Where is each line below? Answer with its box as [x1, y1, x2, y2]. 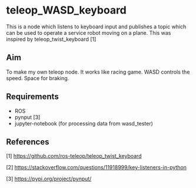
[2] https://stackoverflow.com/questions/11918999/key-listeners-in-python [6, 164, 187, 171]
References [6, 137, 49, 147]
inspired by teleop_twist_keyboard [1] [6, 35, 97, 42]
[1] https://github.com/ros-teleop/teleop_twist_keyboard [6, 153, 142, 160]
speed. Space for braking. [6, 74, 69, 81]
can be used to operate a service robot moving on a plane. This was [6, 29, 171, 36]
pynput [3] [14, 113, 41, 121]
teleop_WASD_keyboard [6, 4, 127, 17]
